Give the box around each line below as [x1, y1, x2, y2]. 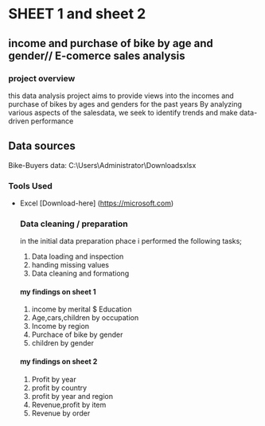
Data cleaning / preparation [19, 218, 129, 229]
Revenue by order [31, 408, 91, 418]
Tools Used [8, 180, 53, 191]
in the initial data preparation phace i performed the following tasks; [19, 236, 243, 246]
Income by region [31, 322, 90, 331]
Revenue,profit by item [31, 400, 107, 409]
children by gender [31, 338, 94, 348]
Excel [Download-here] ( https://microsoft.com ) [19, 198, 174, 208]
